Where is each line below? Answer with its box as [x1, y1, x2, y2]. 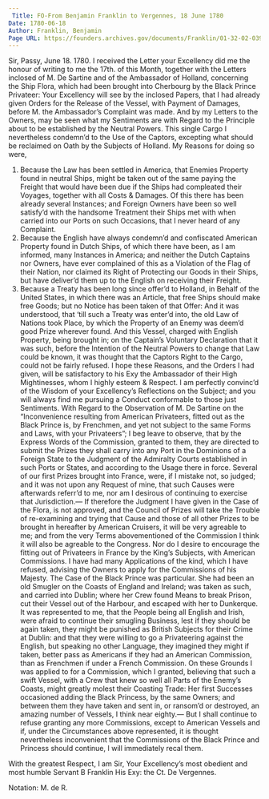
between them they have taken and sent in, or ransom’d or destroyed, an [19, 701, 260, 711]
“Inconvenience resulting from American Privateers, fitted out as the [19, 412, 246, 421]
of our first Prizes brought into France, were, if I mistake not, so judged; [19, 472, 256, 481]
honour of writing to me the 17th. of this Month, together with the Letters [8, 65, 247, 74]
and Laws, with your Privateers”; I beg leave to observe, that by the [19, 429, 242, 439]
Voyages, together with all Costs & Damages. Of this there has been [19, 191, 244, 200]
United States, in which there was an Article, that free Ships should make [19, 293, 261, 303]
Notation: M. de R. [8, 783, 68, 793]
